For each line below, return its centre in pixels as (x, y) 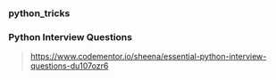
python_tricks (39, 13)
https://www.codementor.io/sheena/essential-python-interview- (148, 57)
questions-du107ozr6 (69, 66)
